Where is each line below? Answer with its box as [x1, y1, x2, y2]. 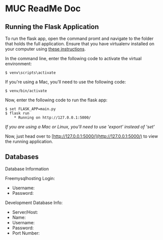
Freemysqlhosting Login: [5, 175, 55, 181]
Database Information [5, 166, 49, 172]
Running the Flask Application [5, 23, 99, 31]
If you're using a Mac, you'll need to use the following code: [5, 79, 126, 85]
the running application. [5, 139, 53, 144]
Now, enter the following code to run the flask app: [5, 97, 108, 103]
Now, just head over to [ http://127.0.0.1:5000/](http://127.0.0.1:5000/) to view [5, 133, 158, 139]
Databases [5, 153, 39, 161]
